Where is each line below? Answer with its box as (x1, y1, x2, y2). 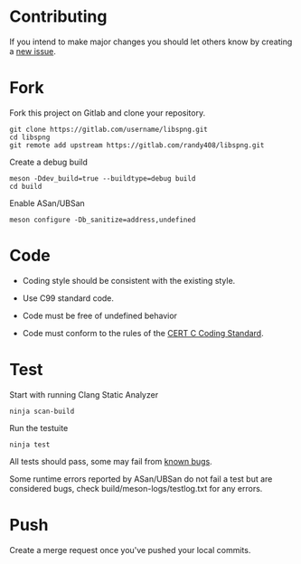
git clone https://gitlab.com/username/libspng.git (9, 125, 208, 134)
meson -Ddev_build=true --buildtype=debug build (9, 174, 196, 183)
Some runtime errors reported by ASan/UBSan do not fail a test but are (9, 473, 273, 484)
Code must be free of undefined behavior (22, 310, 178, 321)
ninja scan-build (9, 407, 75, 416)
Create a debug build (9, 156, 89, 167)
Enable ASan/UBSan (9, 197, 86, 209)
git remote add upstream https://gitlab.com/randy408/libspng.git (9, 140, 265, 150)
